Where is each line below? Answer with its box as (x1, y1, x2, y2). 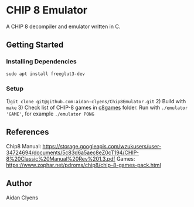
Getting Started (6, 40, 64, 50)
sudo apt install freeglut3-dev (6, 71, 85, 77)
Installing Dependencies (6, 57, 77, 66)
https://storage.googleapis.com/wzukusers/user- (42, 142, 162, 150)
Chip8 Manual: (6, 142, 42, 150)
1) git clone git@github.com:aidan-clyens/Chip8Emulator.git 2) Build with (6, 97, 186, 104)
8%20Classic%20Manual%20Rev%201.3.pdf (6, 155, 115, 162)
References (6, 127, 49, 137)
